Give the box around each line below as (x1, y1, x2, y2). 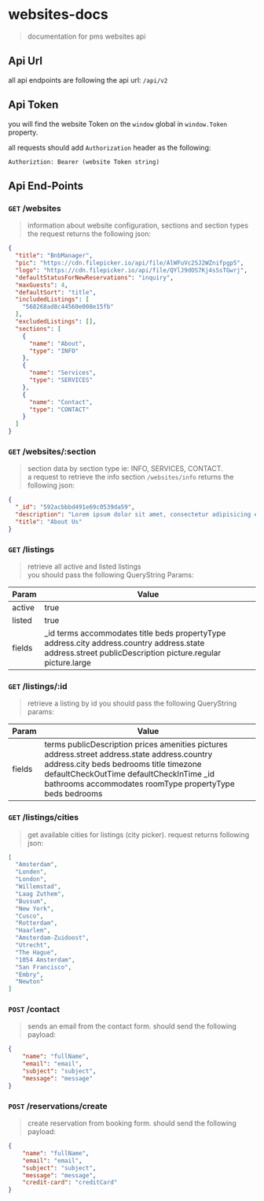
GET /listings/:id (8, 680, 68, 691)
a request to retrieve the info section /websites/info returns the (27, 473, 234, 482)
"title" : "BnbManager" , (15, 252, 93, 260)
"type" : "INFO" (28, 347, 79, 355)
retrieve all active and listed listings (27, 562, 141, 571)
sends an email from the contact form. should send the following (27, 1021, 237, 1031)
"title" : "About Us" (15, 517, 82, 525)
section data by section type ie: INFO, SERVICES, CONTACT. (27, 464, 224, 473)
